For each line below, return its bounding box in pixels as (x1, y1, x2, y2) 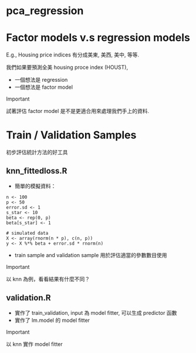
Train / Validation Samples (6, 128, 137, 142)
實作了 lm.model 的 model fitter (14, 317, 90, 324)
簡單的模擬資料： (14, 182, 56, 189)
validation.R (6, 293, 51, 303)
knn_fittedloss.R (6, 166, 67, 176)
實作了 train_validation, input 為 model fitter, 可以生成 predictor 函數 (14, 309, 177, 316)
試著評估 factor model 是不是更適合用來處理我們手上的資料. (6, 108, 150, 115)
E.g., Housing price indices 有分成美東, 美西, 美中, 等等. (6, 51, 140, 58)
